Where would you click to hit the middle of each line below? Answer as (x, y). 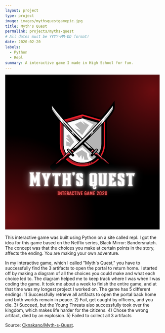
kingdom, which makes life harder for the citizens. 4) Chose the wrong (77, 310)
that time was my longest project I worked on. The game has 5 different (78, 289)
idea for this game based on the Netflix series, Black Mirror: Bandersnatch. (81, 243)
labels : (13, 47)
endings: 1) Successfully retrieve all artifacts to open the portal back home (81, 294)
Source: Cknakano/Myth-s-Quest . (40, 325)
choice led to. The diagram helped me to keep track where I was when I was (83, 279)
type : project (20, 16)
